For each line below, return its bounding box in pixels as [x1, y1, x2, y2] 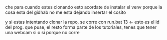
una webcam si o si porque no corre [5, 30, 80, 35]
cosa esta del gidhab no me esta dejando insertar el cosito [5, 9, 126, 15]
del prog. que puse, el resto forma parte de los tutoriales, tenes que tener [5, 24, 157, 30]
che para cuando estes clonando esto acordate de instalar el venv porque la [5, 4, 162, 10]
